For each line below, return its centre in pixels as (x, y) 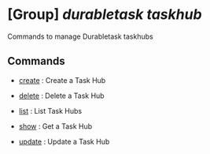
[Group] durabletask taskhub (105, 15)
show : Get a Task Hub (55, 126)
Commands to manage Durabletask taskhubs (81, 36)
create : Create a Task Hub (62, 80)
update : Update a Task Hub (64, 141)
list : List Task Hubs (50, 111)
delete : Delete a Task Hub (61, 96)
